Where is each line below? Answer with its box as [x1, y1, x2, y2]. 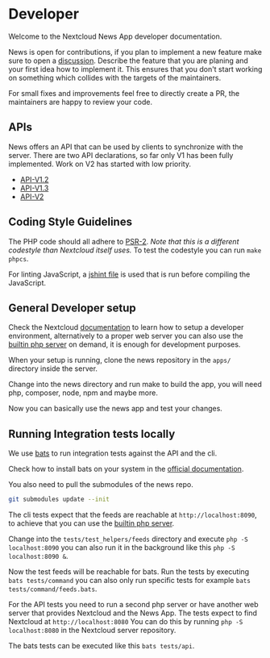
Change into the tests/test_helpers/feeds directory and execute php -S [8, 534, 248, 544]
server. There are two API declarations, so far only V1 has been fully [8, 150, 234, 160]
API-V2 [19, 191, 44, 202]
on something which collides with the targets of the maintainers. [8, 73, 222, 82]
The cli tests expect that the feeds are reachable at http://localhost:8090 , [8, 510, 257, 520]
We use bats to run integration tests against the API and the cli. [8, 448, 218, 458]
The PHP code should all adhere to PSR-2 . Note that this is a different [8, 236, 239, 246]
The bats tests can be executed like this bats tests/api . [8, 641, 195, 651]
